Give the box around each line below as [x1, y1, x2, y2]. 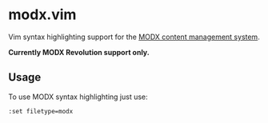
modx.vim [8, 6, 77, 24]
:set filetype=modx [8, 107, 74, 115]
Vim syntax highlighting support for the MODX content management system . [8, 32, 260, 42]
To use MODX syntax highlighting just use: [8, 92, 148, 101]
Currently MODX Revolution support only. [8, 47, 150, 57]
